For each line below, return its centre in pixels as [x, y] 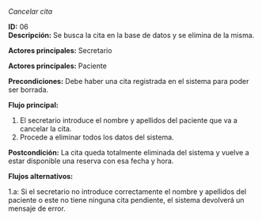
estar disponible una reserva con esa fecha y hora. [91, 161]
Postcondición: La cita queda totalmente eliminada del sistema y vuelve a [129, 152]
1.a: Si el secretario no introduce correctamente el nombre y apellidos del [127, 192]
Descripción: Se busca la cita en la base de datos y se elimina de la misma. [131, 35]
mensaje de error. [37, 208]
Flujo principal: [34, 105]
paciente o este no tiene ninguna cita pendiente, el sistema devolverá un [126, 200]
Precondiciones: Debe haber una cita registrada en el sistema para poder [129, 81]
